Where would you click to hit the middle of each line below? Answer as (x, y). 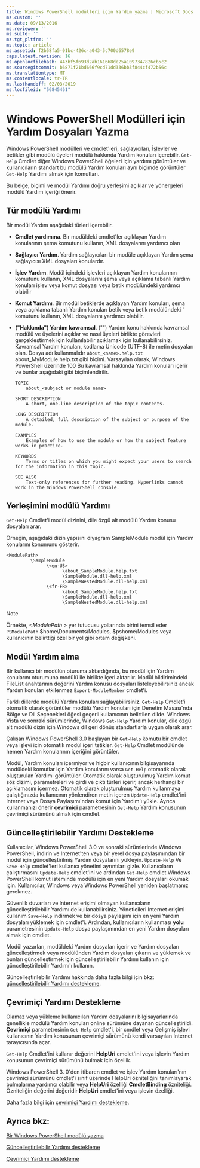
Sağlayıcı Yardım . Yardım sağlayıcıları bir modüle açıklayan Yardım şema (104, 254)
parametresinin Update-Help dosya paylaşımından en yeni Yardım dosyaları (98, 929)
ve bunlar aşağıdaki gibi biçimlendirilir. (62, 372)
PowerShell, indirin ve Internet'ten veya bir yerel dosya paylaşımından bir (96, 853)
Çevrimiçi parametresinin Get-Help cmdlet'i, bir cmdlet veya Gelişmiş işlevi (98, 1029)
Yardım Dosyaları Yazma (68, 132)
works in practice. (39, 446)
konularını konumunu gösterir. (43, 544)
